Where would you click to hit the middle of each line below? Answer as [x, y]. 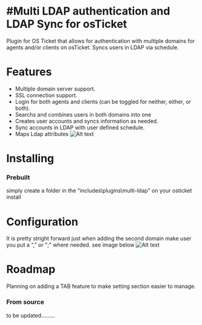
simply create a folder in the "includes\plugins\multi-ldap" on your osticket [99, 191]
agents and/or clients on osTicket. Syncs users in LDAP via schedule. [93, 47]
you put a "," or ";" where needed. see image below [70, 245]
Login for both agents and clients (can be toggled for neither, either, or [103, 101]
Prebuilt [18, 177]
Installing [30, 159]
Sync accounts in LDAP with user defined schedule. [80, 127]
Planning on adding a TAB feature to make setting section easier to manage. [101, 286]
